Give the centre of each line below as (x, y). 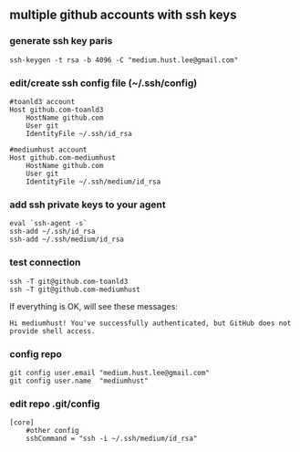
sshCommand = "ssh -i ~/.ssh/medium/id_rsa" (112, 439)
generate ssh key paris (61, 41)
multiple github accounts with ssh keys (123, 15)
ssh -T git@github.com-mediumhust (75, 289)
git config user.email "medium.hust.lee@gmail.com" (109, 373)
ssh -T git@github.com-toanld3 (69, 281)
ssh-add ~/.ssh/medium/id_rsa (67, 240)
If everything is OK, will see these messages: (93, 306)
